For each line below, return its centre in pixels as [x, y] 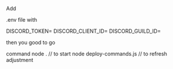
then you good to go [31, 42]
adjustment [20, 60]
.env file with [21, 20]
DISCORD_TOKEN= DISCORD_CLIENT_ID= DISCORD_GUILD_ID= [84, 31]
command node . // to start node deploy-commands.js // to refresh [87, 54]
